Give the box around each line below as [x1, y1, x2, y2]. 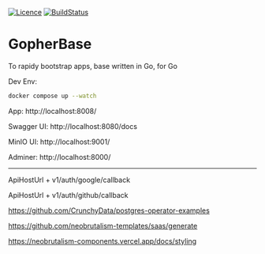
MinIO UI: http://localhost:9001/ [8, 137, 110, 146]
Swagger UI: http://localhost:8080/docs [8, 121, 138, 131]
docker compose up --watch [8, 92, 97, 100]
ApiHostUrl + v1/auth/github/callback [8, 190, 129, 199]
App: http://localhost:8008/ [8, 106, 97, 116]
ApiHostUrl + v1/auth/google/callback [8, 175, 131, 184]
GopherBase [8, 36, 92, 53]
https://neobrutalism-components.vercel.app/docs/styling [8, 236, 197, 245]
